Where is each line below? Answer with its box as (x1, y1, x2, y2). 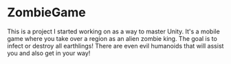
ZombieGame (7, 5, 86, 20)
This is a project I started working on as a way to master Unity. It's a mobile (7, 27, 220, 35)
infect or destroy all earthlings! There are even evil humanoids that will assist (7, 42, 224, 50)
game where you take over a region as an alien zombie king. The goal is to (7, 34, 218, 42)
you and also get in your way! (7, 49, 91, 57)
